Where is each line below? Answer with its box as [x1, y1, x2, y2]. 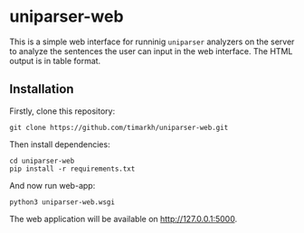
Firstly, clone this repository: [9, 106, 116, 116]
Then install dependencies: [9, 138, 110, 150]
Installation [9, 81, 74, 97]
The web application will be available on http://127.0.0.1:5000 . [9, 213, 238, 224]
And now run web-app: [9, 180, 96, 191]
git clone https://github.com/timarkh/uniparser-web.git [9, 123, 229, 132]
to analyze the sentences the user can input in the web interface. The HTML [9, 45, 293, 56]
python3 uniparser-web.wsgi [9, 197, 116, 207]
